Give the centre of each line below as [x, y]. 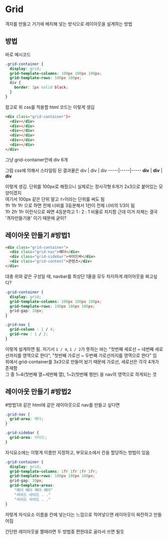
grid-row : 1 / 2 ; [29, 334]
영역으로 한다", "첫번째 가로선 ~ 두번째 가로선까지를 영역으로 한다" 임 [90, 355]
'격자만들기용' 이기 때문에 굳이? [36, 218]
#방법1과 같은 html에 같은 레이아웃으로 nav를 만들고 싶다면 [62, 405]
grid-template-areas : [32, 486]
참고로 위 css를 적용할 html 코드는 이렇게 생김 [50, 107]
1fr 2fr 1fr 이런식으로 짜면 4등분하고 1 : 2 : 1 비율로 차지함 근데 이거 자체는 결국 [81, 212]
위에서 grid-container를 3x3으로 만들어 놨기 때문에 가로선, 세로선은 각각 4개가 [82, 362]
